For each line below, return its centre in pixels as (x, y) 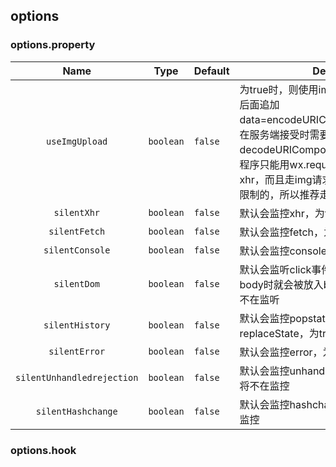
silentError (77, 351)
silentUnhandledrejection (77, 377)
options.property (53, 45)
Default (211, 71)
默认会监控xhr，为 (282, 213)
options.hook (43, 450)
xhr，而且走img (276, 179)
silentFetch (77, 231)
